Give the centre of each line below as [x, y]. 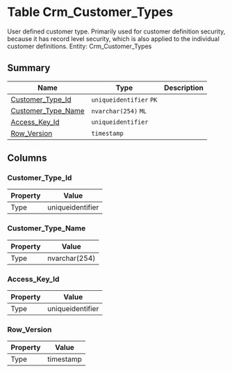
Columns [27, 158]
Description [184, 88]
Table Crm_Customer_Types [90, 12]
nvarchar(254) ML [119, 111]
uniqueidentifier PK [124, 100]
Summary [29, 68]
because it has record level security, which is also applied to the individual [114, 38]
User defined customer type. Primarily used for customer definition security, [116, 31]
